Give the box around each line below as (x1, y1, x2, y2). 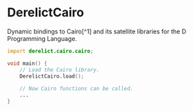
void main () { (7, 60, 48, 67)
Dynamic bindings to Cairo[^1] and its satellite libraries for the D (7, 27, 187, 35)
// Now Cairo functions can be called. (19, 85, 134, 93)
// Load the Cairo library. (19, 66, 100, 73)
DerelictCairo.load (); (19, 73, 84, 80)
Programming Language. (7, 34, 78, 42)
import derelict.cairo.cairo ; (7, 48, 94, 54)
